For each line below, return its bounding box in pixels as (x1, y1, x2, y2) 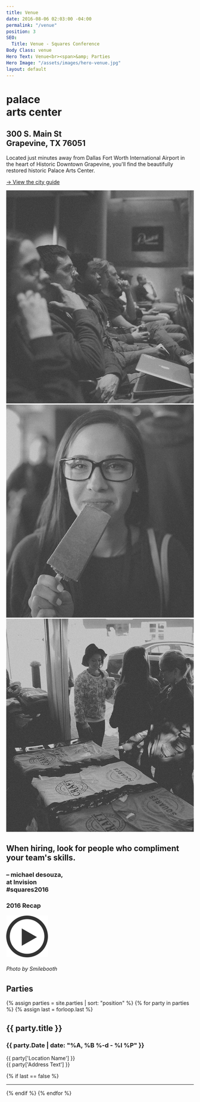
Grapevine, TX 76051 (6, 138, 86, 148)
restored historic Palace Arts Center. (6, 167, 95, 174)
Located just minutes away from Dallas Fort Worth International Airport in (6, 154, 185, 161)
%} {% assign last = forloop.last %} (6, 1006, 93, 1013)
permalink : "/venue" (6, 22, 58, 28)
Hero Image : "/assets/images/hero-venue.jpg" (6, 60, 121, 66)
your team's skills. (6, 853, 76, 863)
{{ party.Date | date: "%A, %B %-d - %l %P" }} (6, 1041, 145, 1049)
